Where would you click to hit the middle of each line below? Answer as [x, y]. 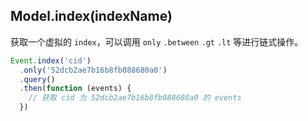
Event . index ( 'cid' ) [51, 60]
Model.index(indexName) [91, 16]
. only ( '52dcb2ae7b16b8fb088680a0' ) [93, 70]
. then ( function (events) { [75, 89]
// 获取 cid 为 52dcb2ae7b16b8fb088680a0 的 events [135, 98]
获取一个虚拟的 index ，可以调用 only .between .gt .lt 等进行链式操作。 [157, 41]
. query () [37, 79]
